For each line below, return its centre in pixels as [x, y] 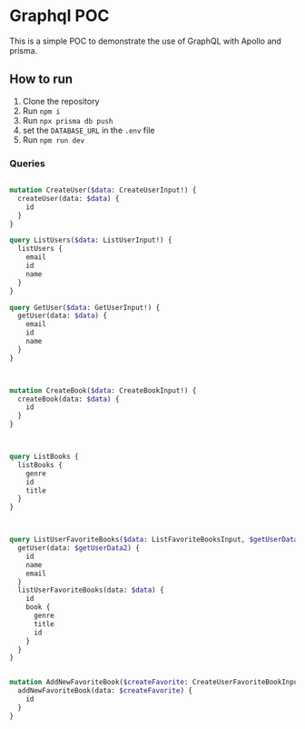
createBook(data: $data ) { [69, 399]
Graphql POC [59, 16]
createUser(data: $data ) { [69, 198]
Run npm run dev [54, 140]
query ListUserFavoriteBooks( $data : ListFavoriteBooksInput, [128, 540]
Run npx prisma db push [68, 120]
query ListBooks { [44, 457]
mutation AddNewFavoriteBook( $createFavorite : [99, 683]
